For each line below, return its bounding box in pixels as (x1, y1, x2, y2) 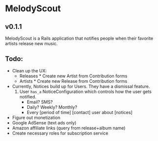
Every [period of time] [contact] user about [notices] (26, 109, 133, 115)
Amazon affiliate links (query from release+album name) (12, 125, 126, 131)
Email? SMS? (26, 99, 53, 105)
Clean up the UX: (12, 68, 47, 73)
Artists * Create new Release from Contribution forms (19, 78, 128, 84)
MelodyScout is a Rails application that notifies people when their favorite (5, 35, 153, 41)
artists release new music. (5, 41, 58, 47)
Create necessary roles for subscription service (12, 130, 109, 136)
